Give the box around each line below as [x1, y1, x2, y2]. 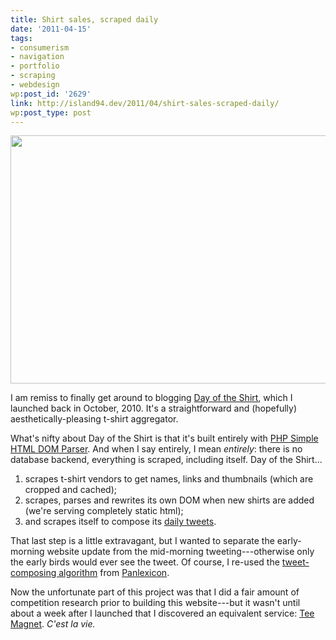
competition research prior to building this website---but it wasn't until [10, 597, 301, 609]
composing [10, 567, 57, 579]
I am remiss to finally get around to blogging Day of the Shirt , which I [10, 392, 293, 404]
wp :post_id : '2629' [10, 89, 92, 99]
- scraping [10, 71, 56, 81]
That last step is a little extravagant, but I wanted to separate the [10, 535, 275, 547]
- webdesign [10, 80, 60, 90]
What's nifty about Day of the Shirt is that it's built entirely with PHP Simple [10, 432, 319, 445]
